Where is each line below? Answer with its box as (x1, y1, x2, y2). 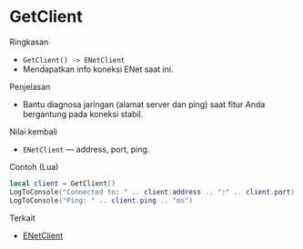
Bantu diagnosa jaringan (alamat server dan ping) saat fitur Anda (22, 98, 266, 110)
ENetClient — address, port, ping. (22, 144, 150, 154)
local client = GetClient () (9, 179, 116, 188)
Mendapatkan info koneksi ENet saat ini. (22, 64, 174, 75)
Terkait (9, 212, 36, 224)
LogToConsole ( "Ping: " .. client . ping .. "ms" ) (9, 195, 194, 205)
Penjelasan (9, 81, 51, 92)
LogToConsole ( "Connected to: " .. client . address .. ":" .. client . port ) (9, 187, 296, 196)
